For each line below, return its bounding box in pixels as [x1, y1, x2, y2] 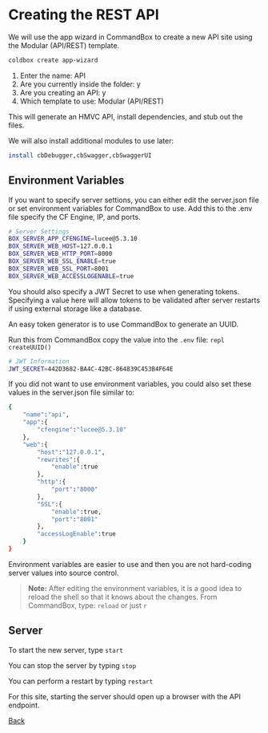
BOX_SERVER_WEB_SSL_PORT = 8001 [8, 265, 110, 273]
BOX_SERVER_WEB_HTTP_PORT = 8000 [8, 250, 113, 258]
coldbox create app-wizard [8, 56, 98, 64]
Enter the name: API [19, 71, 86, 80]
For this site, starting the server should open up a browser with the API [8, 691, 242, 701]
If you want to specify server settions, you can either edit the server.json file [8, 195, 260, 205]
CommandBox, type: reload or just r [27, 600, 148, 610]
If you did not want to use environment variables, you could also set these [8, 379, 252, 389]
